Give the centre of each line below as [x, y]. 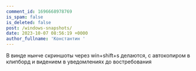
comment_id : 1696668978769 [39, 11]
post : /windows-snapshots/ [39, 28]
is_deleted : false [29, 22]
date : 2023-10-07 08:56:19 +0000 [47, 33]
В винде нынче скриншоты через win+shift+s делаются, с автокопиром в [98, 55]
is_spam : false [25, 17]
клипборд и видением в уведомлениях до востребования [79, 62]
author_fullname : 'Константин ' [46, 39]
